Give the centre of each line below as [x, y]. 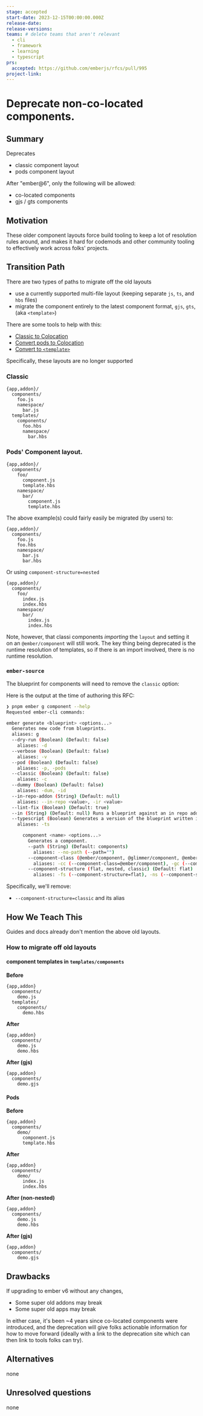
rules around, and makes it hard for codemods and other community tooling [100, 242]
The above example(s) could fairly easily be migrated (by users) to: [90, 518]
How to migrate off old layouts [51, 947]
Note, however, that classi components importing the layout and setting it [98, 637]
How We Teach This [44, 917]
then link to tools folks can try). [45, 1340]
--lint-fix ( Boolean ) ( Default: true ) [61, 807]
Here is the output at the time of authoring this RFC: [70, 695]
